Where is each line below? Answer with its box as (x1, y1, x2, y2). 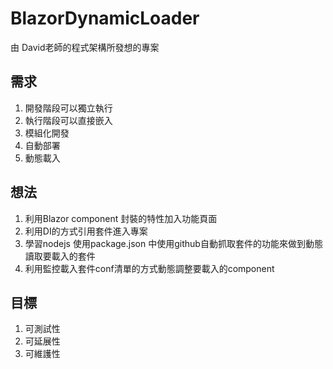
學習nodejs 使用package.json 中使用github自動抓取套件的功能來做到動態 (24, 237, 323, 249)
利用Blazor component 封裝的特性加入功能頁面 (24, 212, 218, 224)
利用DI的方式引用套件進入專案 (24, 225, 148, 237)
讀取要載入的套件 (24, 250, 96, 262)
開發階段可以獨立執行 (24, 102, 113, 114)
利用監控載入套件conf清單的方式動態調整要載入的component (24, 262, 275, 274)
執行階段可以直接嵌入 (24, 114, 113, 126)
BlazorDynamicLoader (10, 7, 200, 30)
